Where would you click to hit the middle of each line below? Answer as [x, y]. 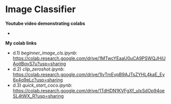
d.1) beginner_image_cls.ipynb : [45, 53]
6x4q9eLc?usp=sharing [38, 80]
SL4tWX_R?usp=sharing [38, 96]
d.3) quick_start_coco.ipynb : [42, 85]
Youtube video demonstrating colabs [45, 23]
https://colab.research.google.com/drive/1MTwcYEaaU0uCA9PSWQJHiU [89, 58]
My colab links [21, 43]
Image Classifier [41, 9]
